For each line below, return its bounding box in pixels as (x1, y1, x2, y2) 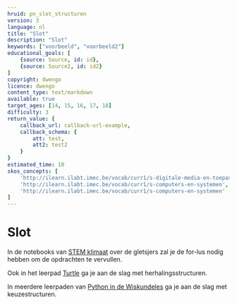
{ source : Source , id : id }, (20, 56, 99, 63)
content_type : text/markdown (7, 89, 93, 96)
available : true (7, 96, 55, 103)
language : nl (7, 23, 46, 30)
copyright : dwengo (7, 75, 61, 83)
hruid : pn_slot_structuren (7, 10, 87, 18)
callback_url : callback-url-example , (20, 121, 131, 129)
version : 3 (7, 17, 39, 24)
